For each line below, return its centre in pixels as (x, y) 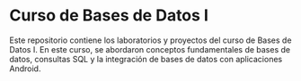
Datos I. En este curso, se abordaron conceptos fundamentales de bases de (150, 49)
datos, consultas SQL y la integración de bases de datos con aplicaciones (146, 59)
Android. (25, 69)
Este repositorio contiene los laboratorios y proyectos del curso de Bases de (150, 40)
